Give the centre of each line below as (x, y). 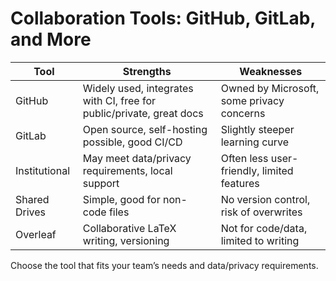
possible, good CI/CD (132, 142)
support (101, 183)
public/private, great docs (143, 113)
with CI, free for (119, 100)
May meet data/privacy (137, 158)
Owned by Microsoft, (270, 88)
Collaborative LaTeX (129, 228)
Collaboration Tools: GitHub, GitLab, (163, 18)
